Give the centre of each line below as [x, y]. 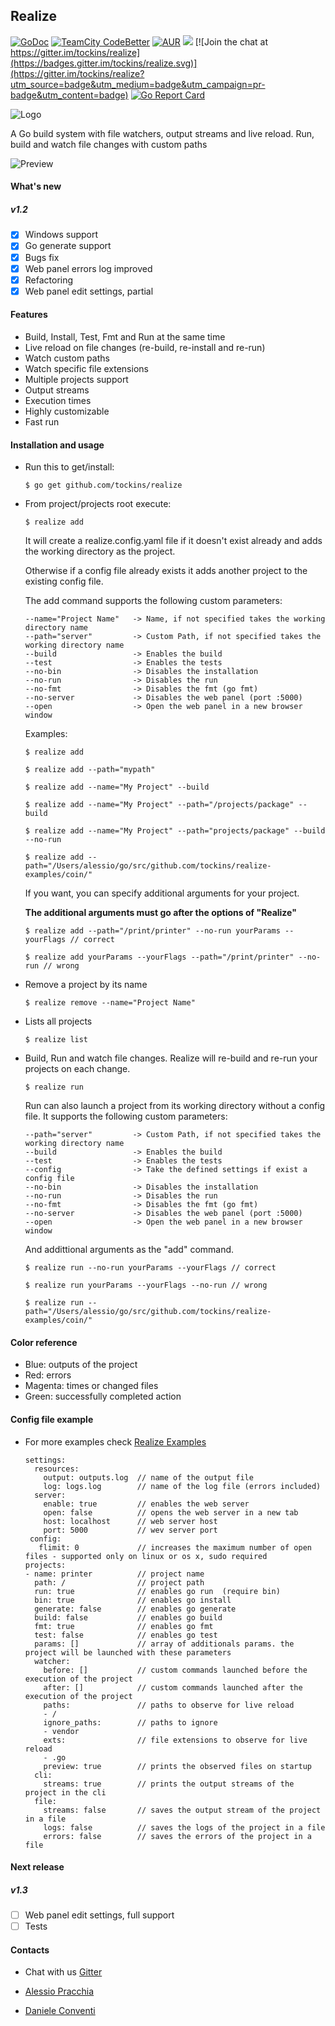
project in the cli [65, 1792]
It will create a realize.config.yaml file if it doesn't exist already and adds [173, 541]
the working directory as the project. [100, 551]
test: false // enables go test [126, 1635]
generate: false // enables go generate [135, 1609]
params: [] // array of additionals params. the [164, 1644]
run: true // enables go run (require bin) [157, 1591]
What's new [36, 186]
